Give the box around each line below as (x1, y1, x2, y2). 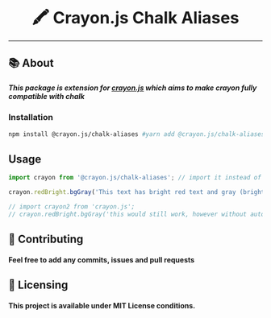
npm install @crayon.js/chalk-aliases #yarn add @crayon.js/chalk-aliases (8, 130, 265, 138)
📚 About (8, 56, 54, 70)
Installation (8, 112, 54, 123)
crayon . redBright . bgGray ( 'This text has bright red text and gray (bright (8, 188, 265, 196)
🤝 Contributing (8, 233, 84, 246)
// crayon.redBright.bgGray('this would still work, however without (8, 210, 248, 219)
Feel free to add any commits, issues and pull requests (8, 254, 195, 264)
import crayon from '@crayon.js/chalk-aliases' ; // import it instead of (8, 174, 262, 182)
